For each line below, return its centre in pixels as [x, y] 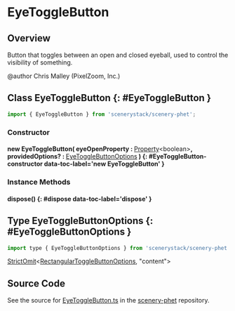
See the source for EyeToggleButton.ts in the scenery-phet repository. [108, 300]
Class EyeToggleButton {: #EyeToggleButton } [109, 98]
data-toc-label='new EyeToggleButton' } [104, 164]
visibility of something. [40, 62]
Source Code [36, 283]
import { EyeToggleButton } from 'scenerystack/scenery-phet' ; [102, 114]
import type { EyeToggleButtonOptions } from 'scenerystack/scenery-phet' [119, 248]
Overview [29, 38]
